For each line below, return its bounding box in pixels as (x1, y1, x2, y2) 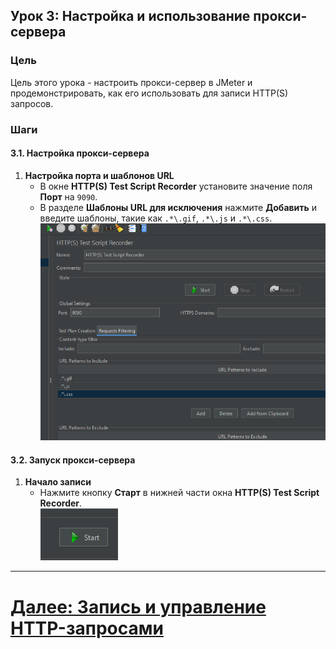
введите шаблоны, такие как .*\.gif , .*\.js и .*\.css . (39, 212, 273, 224)
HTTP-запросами (10, 617, 164, 639)
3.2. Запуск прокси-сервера (10, 454, 136, 466)
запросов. (10, 97, 54, 109)
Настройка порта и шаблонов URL (24, 169, 175, 181)
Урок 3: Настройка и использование (10, 8, 251, 25)
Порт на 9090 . (39, 190, 98, 203)
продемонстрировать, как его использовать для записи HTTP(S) (10, 87, 289, 99)
